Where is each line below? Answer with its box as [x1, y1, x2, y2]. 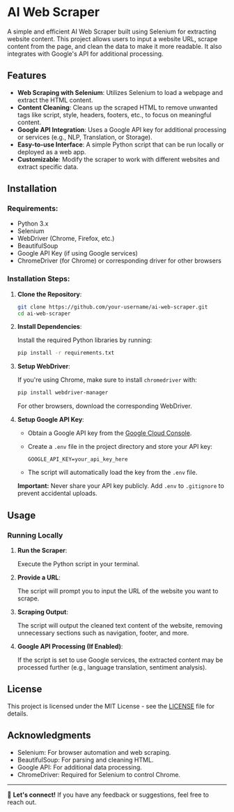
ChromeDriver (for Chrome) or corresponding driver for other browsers [17, 256, 221, 265]
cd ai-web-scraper [17, 310, 71, 317]
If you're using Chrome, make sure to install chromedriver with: [17, 376, 197, 384]
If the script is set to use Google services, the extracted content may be [17, 656, 224, 664]
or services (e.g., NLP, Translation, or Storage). [17, 133, 153, 141]
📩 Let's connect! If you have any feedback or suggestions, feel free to [7, 790, 209, 799]
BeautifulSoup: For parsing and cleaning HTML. [17, 755, 154, 764]
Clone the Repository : [17, 290, 82, 298]
